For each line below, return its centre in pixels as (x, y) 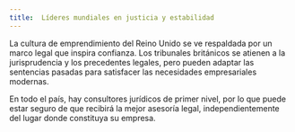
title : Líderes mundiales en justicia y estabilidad (112, 18)
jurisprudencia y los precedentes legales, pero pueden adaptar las (132, 62)
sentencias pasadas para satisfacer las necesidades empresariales (133, 72)
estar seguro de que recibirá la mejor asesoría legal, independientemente (144, 108)
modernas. (29, 81)
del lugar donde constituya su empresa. (82, 118)
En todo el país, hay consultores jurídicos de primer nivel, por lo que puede (148, 99)
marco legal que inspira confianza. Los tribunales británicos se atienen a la (147, 53)
